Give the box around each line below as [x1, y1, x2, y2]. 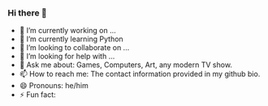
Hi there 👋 [7, 7, 48, 19]
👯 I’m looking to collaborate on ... [19, 43, 130, 53]
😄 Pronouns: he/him [19, 81, 89, 91]
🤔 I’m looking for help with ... [19, 52, 115, 61]
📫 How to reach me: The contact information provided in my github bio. [19, 69, 261, 79]
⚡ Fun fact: [19, 90, 56, 100]
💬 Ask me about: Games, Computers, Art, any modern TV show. [19, 60, 233, 70]
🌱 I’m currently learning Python [19, 34, 123, 44]
